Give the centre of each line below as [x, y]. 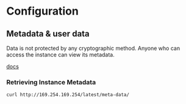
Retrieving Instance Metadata [51, 82]
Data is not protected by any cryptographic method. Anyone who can [93, 48]
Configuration [43, 11]
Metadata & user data [48, 34]
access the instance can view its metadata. [60, 55]
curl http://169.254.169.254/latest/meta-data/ [68, 95]
